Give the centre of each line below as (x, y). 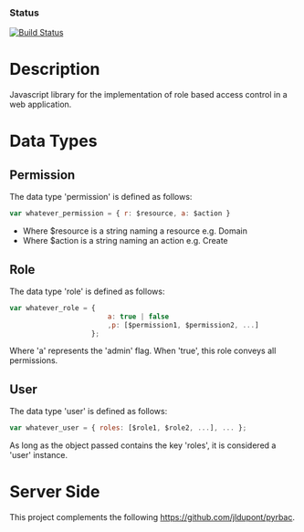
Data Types (53, 141)
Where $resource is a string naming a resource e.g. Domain (135, 231)
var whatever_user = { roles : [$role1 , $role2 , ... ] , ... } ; (128, 428)
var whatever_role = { (52, 308)
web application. (41, 104)
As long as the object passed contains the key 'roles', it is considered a (143, 445)
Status (24, 13)
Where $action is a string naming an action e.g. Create (125, 241)
